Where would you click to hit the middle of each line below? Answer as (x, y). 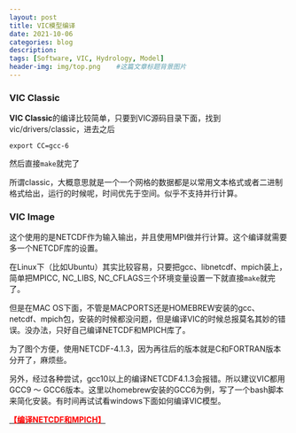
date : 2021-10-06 (41, 34)
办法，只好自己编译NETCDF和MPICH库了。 (111, 330)
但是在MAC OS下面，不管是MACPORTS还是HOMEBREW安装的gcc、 (134, 308)
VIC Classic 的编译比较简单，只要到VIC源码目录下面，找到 (115, 118)
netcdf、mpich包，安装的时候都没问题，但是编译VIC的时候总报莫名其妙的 (144, 319)
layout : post (33, 17)
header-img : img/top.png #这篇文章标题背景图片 (98, 67)
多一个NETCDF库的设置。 (56, 248)
